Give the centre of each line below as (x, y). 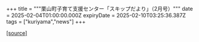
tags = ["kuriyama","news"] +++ (46, 22)
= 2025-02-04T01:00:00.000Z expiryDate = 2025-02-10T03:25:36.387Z (96, 15)
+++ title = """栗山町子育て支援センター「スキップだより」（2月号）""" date (100, 9)
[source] (17, 33)
